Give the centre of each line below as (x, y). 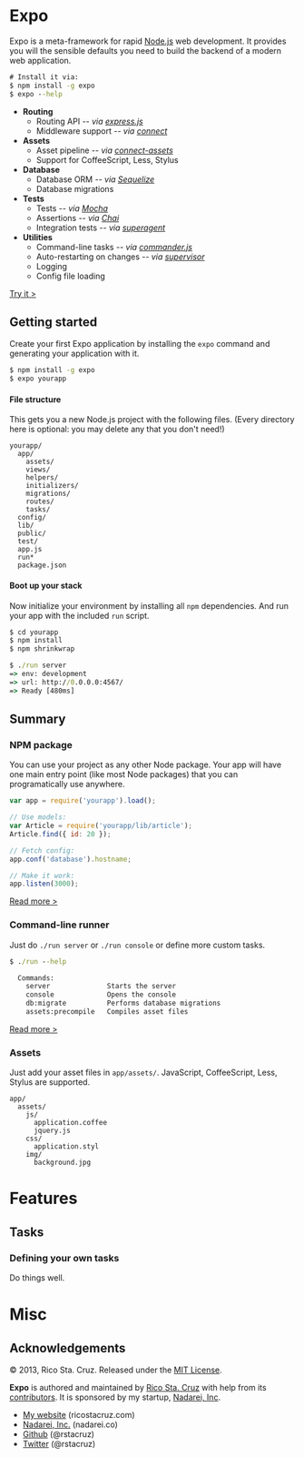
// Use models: (38, 817)
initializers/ (52, 486)
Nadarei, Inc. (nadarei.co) (70, 1424)
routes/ (40, 501)
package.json (42, 565)
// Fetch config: (42, 850)
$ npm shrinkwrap (42, 649)
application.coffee (70, 1123)
